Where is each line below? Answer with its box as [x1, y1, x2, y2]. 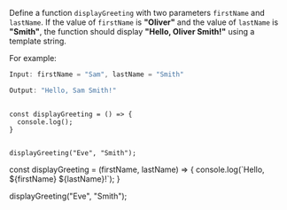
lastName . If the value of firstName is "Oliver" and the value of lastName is [9, 17, 279, 27]
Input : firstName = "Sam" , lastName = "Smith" [9, 70, 184, 79]
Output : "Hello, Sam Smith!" [9, 86, 117, 95]
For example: [9, 53, 58, 63]
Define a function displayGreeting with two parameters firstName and [9, 8, 266, 18]
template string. [9, 35, 66, 46]
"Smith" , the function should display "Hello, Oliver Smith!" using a [9, 27, 255, 36]
